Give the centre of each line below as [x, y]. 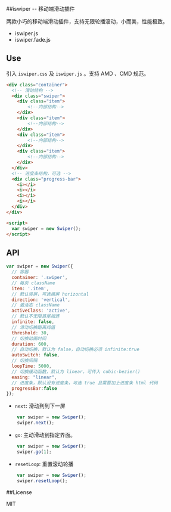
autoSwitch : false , [36, 355]
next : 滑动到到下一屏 [40, 406]
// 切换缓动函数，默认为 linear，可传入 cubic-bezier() [76, 371]
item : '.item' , [30, 288]
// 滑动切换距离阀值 [33, 327]
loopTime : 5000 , [32, 366]
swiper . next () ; [36, 423]
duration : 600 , [30, 344]
